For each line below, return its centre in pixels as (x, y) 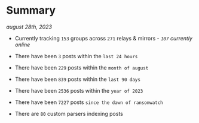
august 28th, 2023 (29, 27)
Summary (31, 10)
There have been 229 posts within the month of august (82, 67)
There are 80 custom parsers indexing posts (69, 113)
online (22, 45)
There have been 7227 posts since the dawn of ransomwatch (89, 102)
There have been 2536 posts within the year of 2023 (79, 90)
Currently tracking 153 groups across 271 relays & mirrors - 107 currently (104, 38)
